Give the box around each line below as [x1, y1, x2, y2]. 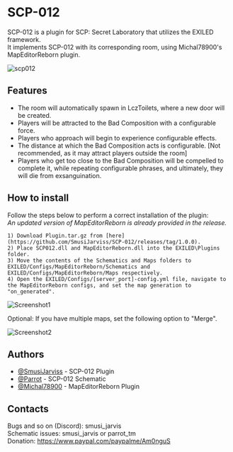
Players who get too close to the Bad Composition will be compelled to [17, 156, 225, 165]
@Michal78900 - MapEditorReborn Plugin [17, 382, 140, 391]
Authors [7, 348, 45, 360]
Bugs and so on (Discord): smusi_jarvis [7, 421, 122, 430]
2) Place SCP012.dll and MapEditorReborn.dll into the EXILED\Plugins [7, 244, 220, 252]
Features [7, 84, 47, 97]
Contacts [7, 402, 50, 415]
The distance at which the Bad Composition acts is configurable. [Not [17, 141, 221, 150]
